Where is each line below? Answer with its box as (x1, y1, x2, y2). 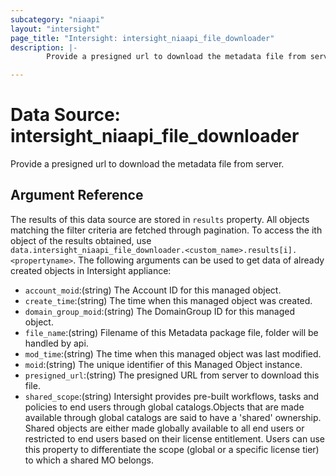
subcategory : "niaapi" (10, 14, 105, 25)
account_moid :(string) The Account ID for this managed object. (24, 284, 282, 296)
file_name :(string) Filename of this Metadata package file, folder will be (24, 326, 319, 338)
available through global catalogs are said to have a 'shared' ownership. (24, 411, 322, 423)
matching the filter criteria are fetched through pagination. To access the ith (10, 224, 323, 236)
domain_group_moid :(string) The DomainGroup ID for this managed (24, 305, 296, 317)
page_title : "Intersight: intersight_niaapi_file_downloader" (10, 33, 275, 43)
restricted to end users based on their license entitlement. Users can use (24, 432, 325, 445)
